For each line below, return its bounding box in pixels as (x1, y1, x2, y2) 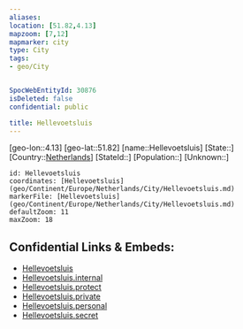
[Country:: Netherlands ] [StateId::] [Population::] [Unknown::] (9, 152, 230, 163)
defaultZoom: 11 (9, 208, 69, 217)
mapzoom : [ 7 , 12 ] (9, 29, 69, 38)
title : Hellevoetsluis (9, 119, 93, 127)
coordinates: (9, 177, 57, 186)
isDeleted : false (9, 94, 73, 103)
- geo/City (9, 63, 49, 72)
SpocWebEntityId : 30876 (9, 86, 97, 95)
